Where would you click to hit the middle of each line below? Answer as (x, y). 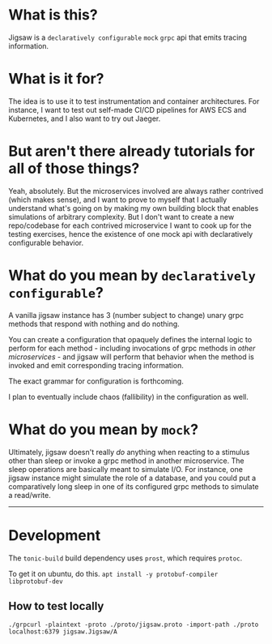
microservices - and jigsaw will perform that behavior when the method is (132, 356)
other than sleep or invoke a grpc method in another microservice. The (126, 461)
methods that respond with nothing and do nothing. (94, 324)
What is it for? (56, 79)
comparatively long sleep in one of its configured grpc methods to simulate (134, 486)
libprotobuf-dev (36, 582)
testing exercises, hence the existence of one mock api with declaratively (131, 234)
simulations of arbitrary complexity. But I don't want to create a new (121, 217)
